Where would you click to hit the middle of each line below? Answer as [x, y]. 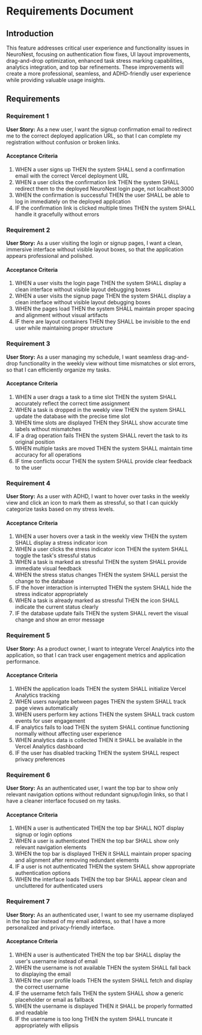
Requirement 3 [28, 344]
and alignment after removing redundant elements [77, 860]
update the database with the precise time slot [72, 416]
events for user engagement [50, 720]
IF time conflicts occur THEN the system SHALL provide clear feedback [103, 461]
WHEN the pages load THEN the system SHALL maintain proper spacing [105, 309]
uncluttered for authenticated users [59, 886]
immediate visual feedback [48, 568]
